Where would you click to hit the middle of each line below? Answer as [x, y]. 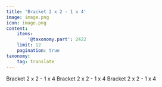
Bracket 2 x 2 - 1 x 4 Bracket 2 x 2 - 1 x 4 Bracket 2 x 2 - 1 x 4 [81, 79]
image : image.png [28, 17]
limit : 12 [29, 45]
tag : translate [36, 61]
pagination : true [38, 51]
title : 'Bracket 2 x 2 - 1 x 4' [46, 12]
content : [17, 28]
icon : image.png [26, 23]
